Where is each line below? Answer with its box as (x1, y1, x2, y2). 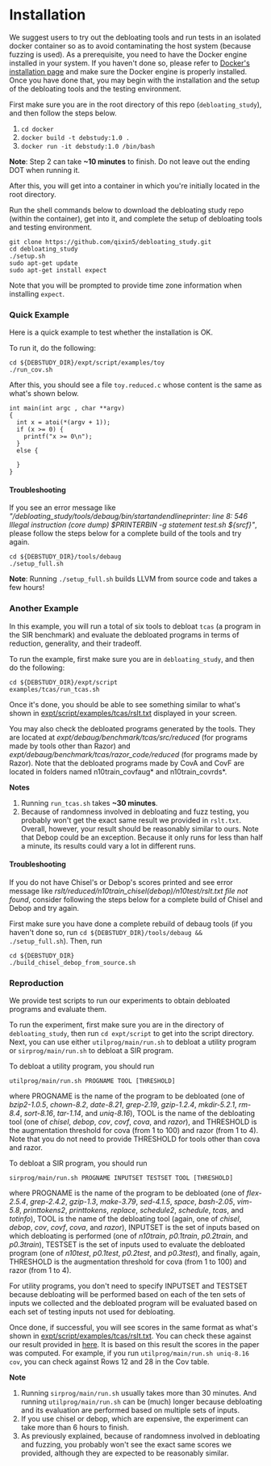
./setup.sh (9, 252, 46, 260)
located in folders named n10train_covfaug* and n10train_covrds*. (9, 766, 227, 777)
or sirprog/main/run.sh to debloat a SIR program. (9, 1046, 174, 1055)
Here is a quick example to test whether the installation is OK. (9, 327, 213, 337)
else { (16, 447, 39, 455)
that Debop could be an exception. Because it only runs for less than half (20, 832, 263, 842)
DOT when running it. (9, 165, 80, 175)
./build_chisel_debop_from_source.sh (9, 958, 136, 967)
